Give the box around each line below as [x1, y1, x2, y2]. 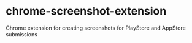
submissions [6, 30, 38, 38]
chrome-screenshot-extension [6, 4, 167, 18]
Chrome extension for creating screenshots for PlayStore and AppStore [6, 24, 186, 31]
